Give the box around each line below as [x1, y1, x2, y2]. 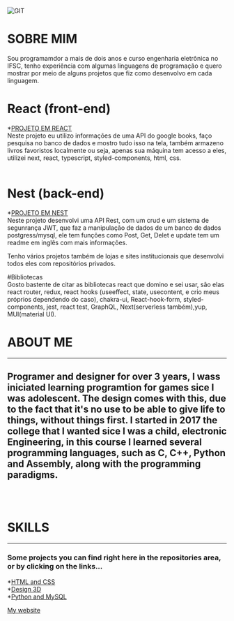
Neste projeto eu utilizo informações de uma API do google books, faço [7, 131, 212, 140]
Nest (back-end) [7, 186, 104, 202]
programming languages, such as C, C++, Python [7, 447, 226, 459]
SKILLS [7, 519, 50, 535]
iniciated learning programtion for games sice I [7, 381, 214, 394]
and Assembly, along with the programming [7, 458, 201, 470]
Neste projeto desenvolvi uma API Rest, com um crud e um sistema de [7, 216, 209, 224]
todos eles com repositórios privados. [7, 259, 116, 268]
